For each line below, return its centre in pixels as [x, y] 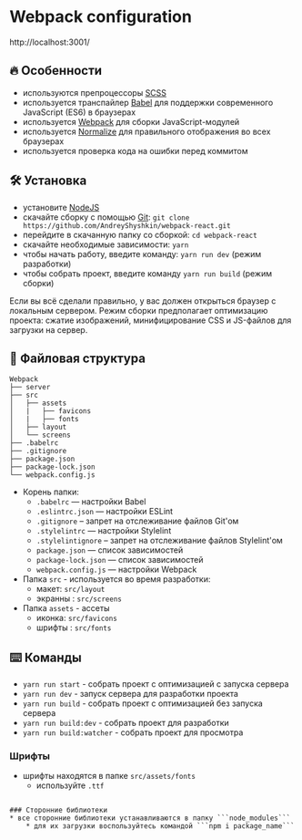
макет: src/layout [70, 589]
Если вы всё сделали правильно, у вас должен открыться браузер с [143, 301]
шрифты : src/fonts [74, 627]
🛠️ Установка [48, 181]
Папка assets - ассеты [66, 608]
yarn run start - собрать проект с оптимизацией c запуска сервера [156, 684]
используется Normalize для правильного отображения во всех [146, 131]
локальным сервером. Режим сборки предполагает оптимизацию [139, 310]
